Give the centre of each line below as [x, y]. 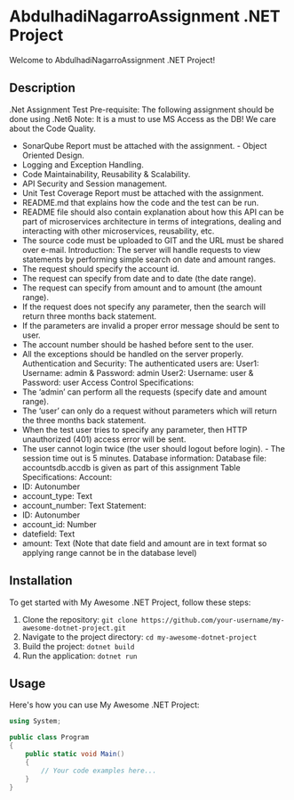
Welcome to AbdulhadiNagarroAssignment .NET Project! [112, 60]
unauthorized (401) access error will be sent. [104, 439]
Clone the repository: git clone [79, 619]
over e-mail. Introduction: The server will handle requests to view [141, 249]
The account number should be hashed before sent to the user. [138, 344]
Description [42, 88]
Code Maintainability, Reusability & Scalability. [106, 174]
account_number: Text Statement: [84, 505]
